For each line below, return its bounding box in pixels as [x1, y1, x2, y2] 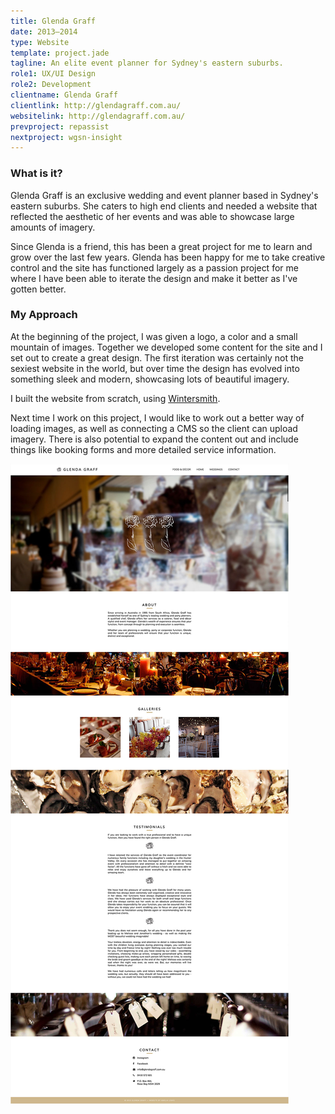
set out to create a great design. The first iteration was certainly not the [10, 351, 305, 364]
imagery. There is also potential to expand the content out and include [10, 433, 299, 445]
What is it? [10, 166, 63, 180]
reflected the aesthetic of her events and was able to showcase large [10, 210, 295, 222]
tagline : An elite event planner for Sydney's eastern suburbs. [10, 58, 284, 69]
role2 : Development [10, 80, 92, 90]
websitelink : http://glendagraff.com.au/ [10, 111, 186, 121]
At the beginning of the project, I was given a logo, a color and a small [10, 330, 298, 342]
